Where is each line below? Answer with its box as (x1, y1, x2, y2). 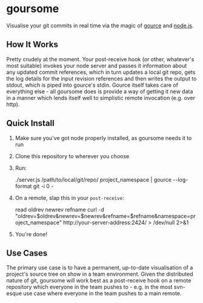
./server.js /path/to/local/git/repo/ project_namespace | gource (15, 176, 171, 183)
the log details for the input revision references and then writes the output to (6, 75, 197, 82)
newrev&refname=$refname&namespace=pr (84, 212, 196, 219)
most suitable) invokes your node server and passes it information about (6, 62, 187, 69)
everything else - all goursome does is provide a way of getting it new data (6, 87, 193, 95)
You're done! (15, 230, 47, 238)
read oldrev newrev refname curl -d (15, 205, 104, 213)
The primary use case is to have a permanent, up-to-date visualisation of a (6, 264, 193, 271)
